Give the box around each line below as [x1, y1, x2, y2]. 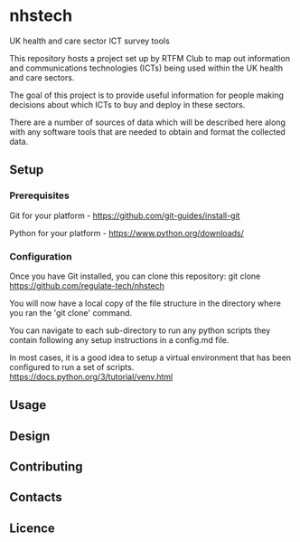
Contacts [9, 490, 63, 505]
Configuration [9, 250, 72, 262]
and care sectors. [9, 71, 75, 82]
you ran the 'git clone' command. [9, 307, 133, 318]
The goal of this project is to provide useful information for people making [9, 90, 285, 100]
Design [9, 428, 51, 443]
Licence [9, 520, 56, 536]
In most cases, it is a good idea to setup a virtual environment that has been [9, 352, 292, 363]
